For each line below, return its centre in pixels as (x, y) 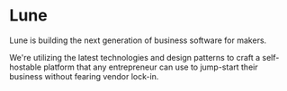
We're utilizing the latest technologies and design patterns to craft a (135, 57)
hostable (26, 67)
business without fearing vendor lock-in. (84, 76)
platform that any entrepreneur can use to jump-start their (151, 67)
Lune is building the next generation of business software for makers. (138, 40)
